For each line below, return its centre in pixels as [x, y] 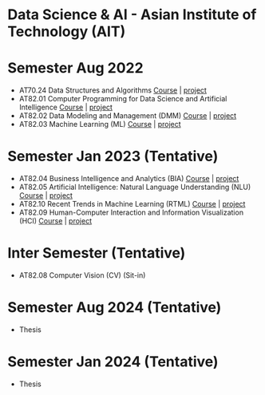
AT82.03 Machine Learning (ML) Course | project [100, 124]
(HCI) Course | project [55, 221]
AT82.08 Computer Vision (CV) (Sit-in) [82, 275]
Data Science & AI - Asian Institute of [132, 15]
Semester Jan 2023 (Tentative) [113, 156]
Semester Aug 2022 [76, 68]
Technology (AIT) [67, 32]
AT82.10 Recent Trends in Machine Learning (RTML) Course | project [132, 204]
